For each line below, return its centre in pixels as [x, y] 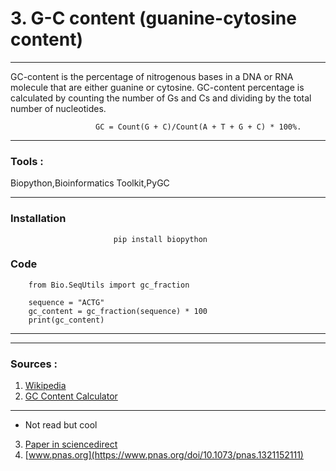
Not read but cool [61, 425]
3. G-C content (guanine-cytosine [153, 18]
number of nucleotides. [58, 108]
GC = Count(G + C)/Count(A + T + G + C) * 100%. [198, 127]
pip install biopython [160, 239]
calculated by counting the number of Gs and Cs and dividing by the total [161, 98]
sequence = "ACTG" [66, 302]
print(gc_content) [66, 320]
